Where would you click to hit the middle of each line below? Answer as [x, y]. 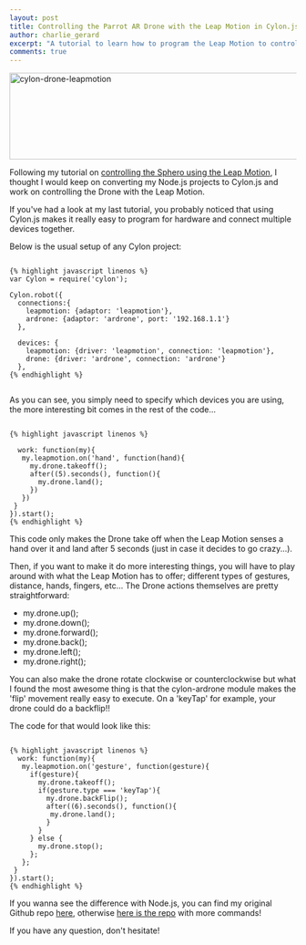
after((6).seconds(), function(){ [112, 807]
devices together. [42, 229]
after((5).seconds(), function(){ [95, 474]
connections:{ [44, 303]
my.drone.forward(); [60, 633]
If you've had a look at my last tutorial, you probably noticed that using [142, 210]
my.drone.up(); [51, 613]
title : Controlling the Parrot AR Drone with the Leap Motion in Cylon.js [154, 26]
